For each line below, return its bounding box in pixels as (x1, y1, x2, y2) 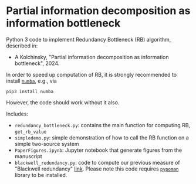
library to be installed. (14, 171, 67, 178)
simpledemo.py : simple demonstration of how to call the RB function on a (14, 134, 189, 141)
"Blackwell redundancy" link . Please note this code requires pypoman (14, 165, 179, 172)
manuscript (14, 152, 42, 159)
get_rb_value (14, 129, 47, 135)
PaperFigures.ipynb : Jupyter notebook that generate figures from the (14, 146, 183, 154)
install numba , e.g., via (6, 77, 57, 84)
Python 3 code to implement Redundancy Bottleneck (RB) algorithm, (6, 36, 171, 43)
